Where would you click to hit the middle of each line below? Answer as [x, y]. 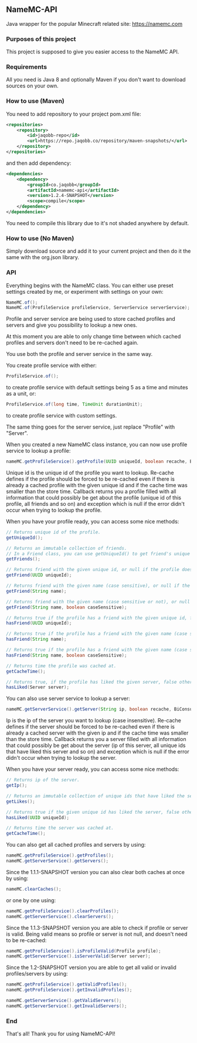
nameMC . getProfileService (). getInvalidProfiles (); [69, 990]
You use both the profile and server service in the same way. [79, 354]
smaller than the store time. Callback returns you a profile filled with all [91, 491]
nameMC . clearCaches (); [34, 889]
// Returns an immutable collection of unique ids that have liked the [95, 796]
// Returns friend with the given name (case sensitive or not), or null [98, 602]
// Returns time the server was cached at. [60, 828]
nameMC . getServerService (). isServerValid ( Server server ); [78, 956]
